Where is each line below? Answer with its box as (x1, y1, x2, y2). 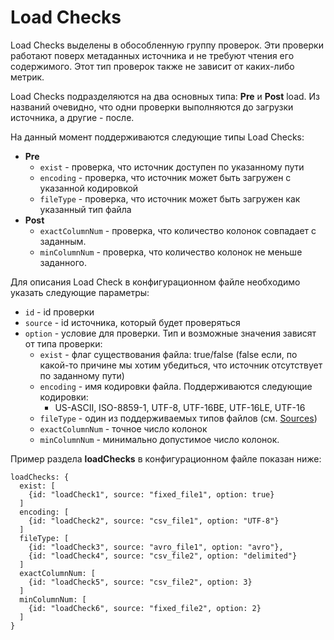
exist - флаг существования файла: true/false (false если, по (39, 348, 298, 360)
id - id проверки (24, 306, 95, 318)
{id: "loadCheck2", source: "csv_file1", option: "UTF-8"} (28, 516, 280, 526)
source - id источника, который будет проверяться (24, 316, 241, 328)
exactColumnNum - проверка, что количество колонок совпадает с (39, 224, 317, 236)
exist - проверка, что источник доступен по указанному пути (39, 161, 305, 173)
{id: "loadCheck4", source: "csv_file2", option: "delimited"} (28, 551, 298, 561)
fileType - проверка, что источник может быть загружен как (39, 192, 301, 205)
